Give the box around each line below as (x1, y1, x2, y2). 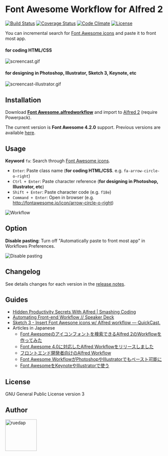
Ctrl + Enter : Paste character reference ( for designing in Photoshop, (12, 178, 158, 184)
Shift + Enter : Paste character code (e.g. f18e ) (12, 189, 112, 195)
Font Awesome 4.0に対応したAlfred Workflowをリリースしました (20, 344, 154, 350)
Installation (5, 96, 41, 104)
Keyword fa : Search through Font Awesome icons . (5, 158, 111, 164)
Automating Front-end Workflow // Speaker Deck (12, 314, 114, 321)
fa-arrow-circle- (123, 168, 160, 173)
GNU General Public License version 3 (5, 391, 85, 397)
